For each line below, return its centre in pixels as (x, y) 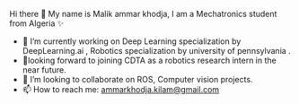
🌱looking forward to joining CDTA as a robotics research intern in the (149, 60)
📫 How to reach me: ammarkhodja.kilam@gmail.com (121, 89)
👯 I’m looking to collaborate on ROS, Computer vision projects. (137, 79)
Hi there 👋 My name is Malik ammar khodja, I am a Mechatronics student (143, 14)
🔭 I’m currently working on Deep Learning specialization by (132, 41)
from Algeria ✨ (37, 23)
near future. (44, 70)
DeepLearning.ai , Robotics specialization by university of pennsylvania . (157, 51)
